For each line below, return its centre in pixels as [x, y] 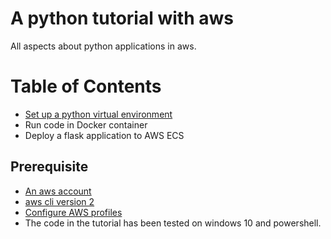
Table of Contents [86, 86]
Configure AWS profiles [73, 212]
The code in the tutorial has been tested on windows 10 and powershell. [173, 223]
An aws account [58, 191]
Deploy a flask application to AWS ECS [104, 135]
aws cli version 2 [59, 201]
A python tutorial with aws [122, 18]
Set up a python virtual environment [98, 114]
